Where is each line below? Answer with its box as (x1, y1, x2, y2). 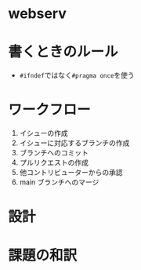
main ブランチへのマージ (19, 177, 99, 187)
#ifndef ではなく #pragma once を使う (19, 71, 135, 80)
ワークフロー (8, 101, 92, 119)
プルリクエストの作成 (19, 158, 89, 167)
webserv (8, 5, 67, 23)
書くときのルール (8, 43, 119, 61)
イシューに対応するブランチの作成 (19, 138, 130, 148)
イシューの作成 (19, 129, 68, 138)
